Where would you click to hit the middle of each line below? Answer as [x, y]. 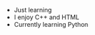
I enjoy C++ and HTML [46, 17]
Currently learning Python [51, 24]
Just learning [33, 10]
